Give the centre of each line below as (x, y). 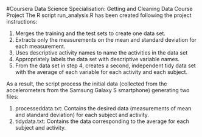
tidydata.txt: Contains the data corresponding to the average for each (102, 121)
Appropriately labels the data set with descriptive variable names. (97, 59)
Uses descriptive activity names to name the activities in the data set (101, 53)
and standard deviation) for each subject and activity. (82, 115)
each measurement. (40, 46)
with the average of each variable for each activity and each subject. (101, 72)
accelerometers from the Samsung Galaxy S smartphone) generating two (98, 90)
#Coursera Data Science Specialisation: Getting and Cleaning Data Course (99, 9)
